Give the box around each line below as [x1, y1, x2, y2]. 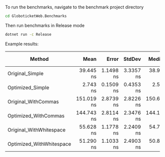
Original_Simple [7, 70, 44, 77]
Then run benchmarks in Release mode [5, 22, 85, 28]
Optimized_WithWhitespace [7, 140, 71, 147]
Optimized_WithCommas [7, 112, 65, 119]
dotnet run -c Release [5, 32, 52, 37]
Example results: [5, 41, 39, 47]
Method [30, 55, 49, 62]
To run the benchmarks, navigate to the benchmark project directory [5, 4, 144, 10]
